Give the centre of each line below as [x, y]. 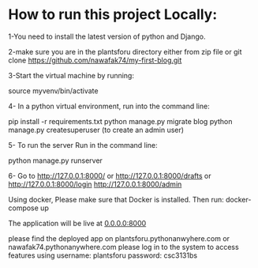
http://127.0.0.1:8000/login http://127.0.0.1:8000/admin [95, 184]
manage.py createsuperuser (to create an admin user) [96, 130]
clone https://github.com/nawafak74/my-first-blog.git [95, 60]
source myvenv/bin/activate [53, 91]
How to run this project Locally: [113, 15]
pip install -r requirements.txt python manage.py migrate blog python [120, 121]
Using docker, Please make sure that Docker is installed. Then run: [116, 199]
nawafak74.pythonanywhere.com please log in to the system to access [123, 247]
